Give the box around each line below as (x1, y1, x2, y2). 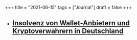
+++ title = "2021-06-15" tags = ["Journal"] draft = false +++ (5, 5, 132, 10)
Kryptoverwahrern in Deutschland (12, 27, 124, 35)
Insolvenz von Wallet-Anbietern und (12, 19, 130, 27)
